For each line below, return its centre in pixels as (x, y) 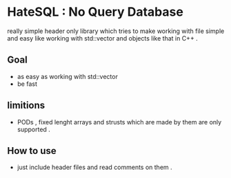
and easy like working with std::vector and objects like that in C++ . (102, 38)
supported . (33, 129)
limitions (26, 105)
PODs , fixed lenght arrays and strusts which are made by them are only (119, 122)
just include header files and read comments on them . (94, 167)
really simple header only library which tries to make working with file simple (116, 31)
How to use (32, 151)
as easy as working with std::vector (68, 76)
